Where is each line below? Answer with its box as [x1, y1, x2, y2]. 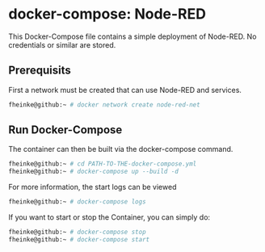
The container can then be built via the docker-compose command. [8, 145, 233, 154]
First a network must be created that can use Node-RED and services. [8, 85, 242, 94]
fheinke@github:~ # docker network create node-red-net [8, 100, 200, 109]
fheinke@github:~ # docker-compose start [8, 235, 150, 243]
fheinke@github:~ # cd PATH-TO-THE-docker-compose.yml [8, 160, 197, 168]
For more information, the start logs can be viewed [8, 183, 177, 192]
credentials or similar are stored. [8, 40, 116, 49]
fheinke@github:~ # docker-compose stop [8, 228, 147, 237]
